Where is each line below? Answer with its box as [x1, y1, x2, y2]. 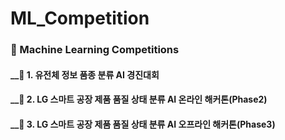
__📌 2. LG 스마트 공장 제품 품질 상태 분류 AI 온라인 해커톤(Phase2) [10, 93, 268, 106]
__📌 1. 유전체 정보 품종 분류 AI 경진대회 [10, 68, 160, 81]
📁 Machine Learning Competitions [10, 43, 180, 57]
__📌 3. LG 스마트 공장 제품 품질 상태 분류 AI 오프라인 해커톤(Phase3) [10, 118, 276, 130]
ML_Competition [10, 7, 150, 30]
